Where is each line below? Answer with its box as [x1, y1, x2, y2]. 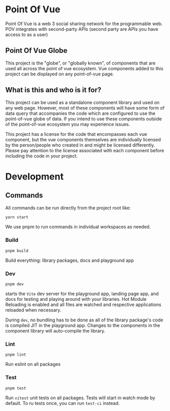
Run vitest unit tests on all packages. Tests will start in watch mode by [5, 395, 155, 401]
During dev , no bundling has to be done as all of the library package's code [5, 317, 163, 323]
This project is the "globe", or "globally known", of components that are [5, 60, 156, 66]
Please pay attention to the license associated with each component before [5, 147, 164, 153]
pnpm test [5, 385, 27, 391]
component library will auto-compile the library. [5, 328, 105, 334]
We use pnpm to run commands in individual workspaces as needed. [5, 224, 151, 230]
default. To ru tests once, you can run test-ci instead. [5, 400, 120, 406]
